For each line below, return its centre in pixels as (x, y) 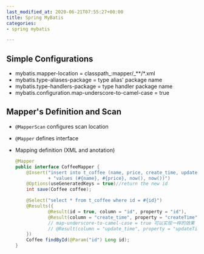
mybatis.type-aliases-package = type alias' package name (89, 80)
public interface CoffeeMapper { (57, 167)
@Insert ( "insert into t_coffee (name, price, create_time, (103, 173)
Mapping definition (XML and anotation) (65, 150)
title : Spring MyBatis (35, 18)
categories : (21, 23)
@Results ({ (40, 206)
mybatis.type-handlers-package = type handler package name (94, 86)
